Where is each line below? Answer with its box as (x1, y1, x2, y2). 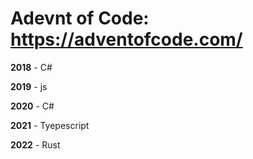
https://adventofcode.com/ (10, 28, 243, 51)
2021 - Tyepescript (10, 119, 90, 131)
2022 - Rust (10, 138, 61, 151)
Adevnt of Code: (10, 7, 150, 30)
